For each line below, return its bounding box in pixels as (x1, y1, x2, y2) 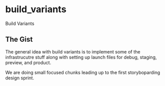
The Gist (5, 35, 33, 44)
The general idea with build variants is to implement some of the (5, 48, 140, 54)
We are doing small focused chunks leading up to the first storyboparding (5, 69, 160, 75)
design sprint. (5, 75, 34, 81)
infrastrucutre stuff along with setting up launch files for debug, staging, (5, 54, 157, 60)
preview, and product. (5, 60, 52, 66)
